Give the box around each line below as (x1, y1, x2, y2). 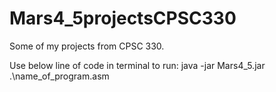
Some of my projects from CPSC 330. (9, 40, 165, 52)
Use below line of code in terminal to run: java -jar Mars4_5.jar (9, 59, 266, 71)
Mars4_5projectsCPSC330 (9, 7, 237, 30)
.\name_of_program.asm (9, 70, 110, 82)
